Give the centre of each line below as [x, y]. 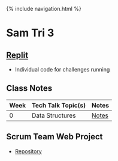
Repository [28, 151]
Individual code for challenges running [62, 69]
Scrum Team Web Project [55, 137]
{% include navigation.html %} [44, 9]
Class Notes [29, 89]
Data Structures [54, 115]
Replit [17, 55]
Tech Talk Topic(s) [59, 105]
